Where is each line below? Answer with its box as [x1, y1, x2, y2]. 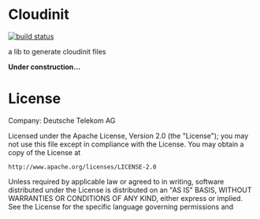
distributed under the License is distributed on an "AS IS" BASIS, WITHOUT [8, 185, 252, 195]
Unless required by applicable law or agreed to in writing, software [8, 176, 225, 186]
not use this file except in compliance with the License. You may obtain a [8, 139, 244, 149]
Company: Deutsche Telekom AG [8, 116, 116, 125]
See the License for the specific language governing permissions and [8, 202, 234, 211]
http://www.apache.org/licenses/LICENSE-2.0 [8, 163, 157, 171]
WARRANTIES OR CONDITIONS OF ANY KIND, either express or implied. [8, 193, 243, 202]
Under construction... [8, 61, 81, 72]
